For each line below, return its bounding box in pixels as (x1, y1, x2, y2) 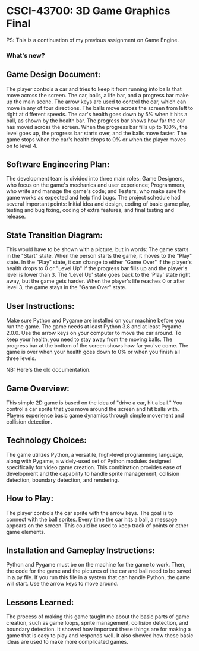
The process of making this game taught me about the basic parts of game (6, 613, 189, 620)
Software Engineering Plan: (6, 159, 110, 170)
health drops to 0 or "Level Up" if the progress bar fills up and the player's (6, 265, 188, 272)
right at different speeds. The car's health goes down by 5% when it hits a (6, 110, 188, 118)
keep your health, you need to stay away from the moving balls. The (6, 336, 173, 343)
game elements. (6, 528, 46, 535)
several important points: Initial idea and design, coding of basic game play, (6, 200, 191, 207)
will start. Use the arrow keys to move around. (6, 580, 119, 587)
